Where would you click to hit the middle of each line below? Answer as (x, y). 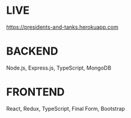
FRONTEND (35, 92)
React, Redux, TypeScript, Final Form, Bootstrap (65, 108)
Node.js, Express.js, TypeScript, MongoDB (59, 68)
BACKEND (32, 51)
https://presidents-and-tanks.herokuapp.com (62, 27)
